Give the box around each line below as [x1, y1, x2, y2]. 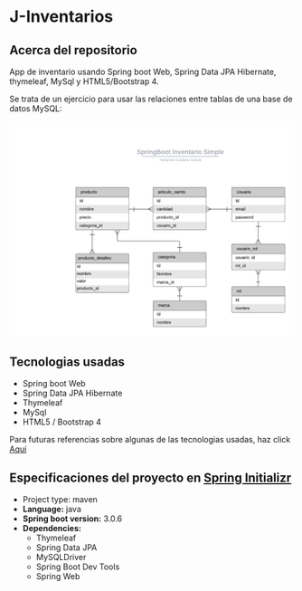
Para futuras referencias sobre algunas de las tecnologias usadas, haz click [9, 434, 291, 445]
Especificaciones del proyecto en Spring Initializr [9, 470, 292, 485]
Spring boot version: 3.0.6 [22, 513, 123, 524]
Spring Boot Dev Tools [35, 561, 120, 572]
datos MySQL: [9, 103, 62, 114]
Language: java [22, 504, 81, 515]
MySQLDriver [35, 552, 87, 563]
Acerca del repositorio [9, 43, 137, 58]
